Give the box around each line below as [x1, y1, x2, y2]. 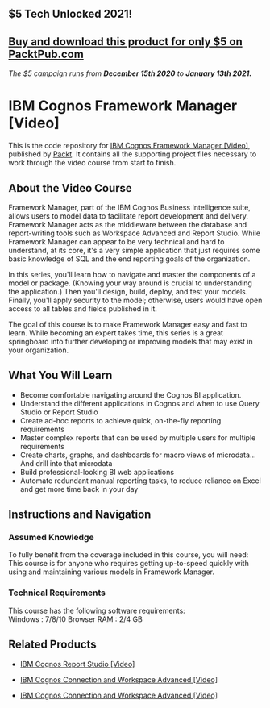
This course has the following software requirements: [8, 606, 185, 615]
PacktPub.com [8, 47, 85, 60]
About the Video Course [8, 181, 133, 195]
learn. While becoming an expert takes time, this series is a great [8, 327, 224, 338]
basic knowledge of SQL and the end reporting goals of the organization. [8, 254, 251, 264]
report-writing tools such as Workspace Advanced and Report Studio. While [8, 228, 260, 238]
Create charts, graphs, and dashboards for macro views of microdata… [19, 450, 256, 460]
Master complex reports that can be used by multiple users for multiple [19, 432, 256, 443]
